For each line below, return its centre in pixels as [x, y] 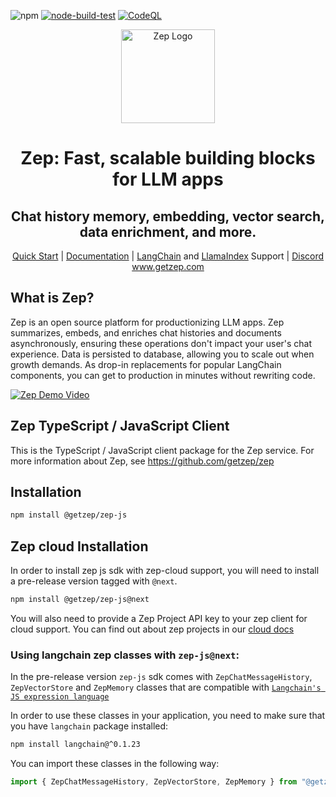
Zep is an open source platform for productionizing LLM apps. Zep [147, 322]
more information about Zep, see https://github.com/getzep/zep [142, 461]
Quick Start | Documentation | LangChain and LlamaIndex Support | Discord [168, 256]
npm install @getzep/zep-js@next [80, 600]
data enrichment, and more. [168, 231]
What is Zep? [52, 298]
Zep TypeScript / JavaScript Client [120, 426]
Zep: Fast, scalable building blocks [168, 158]
